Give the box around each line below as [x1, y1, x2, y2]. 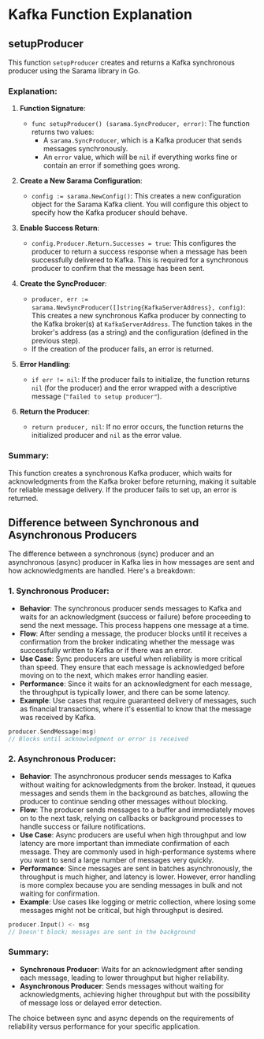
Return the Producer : [19, 407, 91, 417]
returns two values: [31, 128, 95, 137]
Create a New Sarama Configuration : [19, 176, 143, 186]
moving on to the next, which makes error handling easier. [19, 670, 209, 680]
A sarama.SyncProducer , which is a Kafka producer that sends [43, 135, 243, 145]
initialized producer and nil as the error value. [31, 431, 182, 440]
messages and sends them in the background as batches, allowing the [19, 788, 249, 797]
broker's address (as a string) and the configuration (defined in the [31, 328, 248, 337]
